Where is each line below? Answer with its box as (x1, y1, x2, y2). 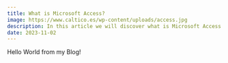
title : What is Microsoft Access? (7, 10, 106, 17)
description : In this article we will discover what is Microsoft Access (7, 23, 222, 29)
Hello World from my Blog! (7, 48, 81, 56)
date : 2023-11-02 (7, 29, 57, 36)
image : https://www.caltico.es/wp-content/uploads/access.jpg (7, 16, 188, 23)
